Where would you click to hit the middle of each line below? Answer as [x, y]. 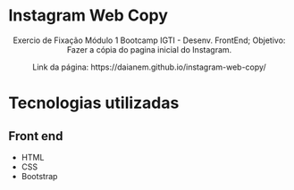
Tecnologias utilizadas [94, 103]
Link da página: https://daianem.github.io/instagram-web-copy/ [149, 67]
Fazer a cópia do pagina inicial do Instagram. [149, 49]
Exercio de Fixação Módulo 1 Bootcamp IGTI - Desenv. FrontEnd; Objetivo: [149, 40]
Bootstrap [39, 176]
